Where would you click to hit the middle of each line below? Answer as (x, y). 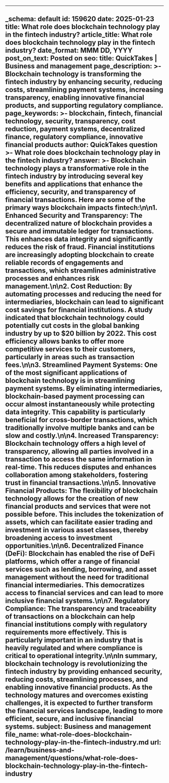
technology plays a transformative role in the (77, 168)
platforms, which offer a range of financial (72, 562)
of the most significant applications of (66, 373)
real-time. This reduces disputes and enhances (81, 467)
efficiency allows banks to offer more (65, 341)
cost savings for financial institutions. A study (79, 310)
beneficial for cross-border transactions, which (81, 420)
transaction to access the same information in (79, 459)
